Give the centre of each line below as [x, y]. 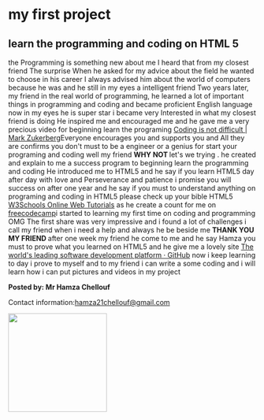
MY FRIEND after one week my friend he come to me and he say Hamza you [132, 238]
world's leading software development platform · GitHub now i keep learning [132, 255]
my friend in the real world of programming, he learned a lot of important [126, 96]
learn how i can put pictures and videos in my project [95, 272]
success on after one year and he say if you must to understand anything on [132, 188]
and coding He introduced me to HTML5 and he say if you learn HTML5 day [131, 171]
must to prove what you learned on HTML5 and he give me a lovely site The [131, 247]
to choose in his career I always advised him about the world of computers [129, 79]
